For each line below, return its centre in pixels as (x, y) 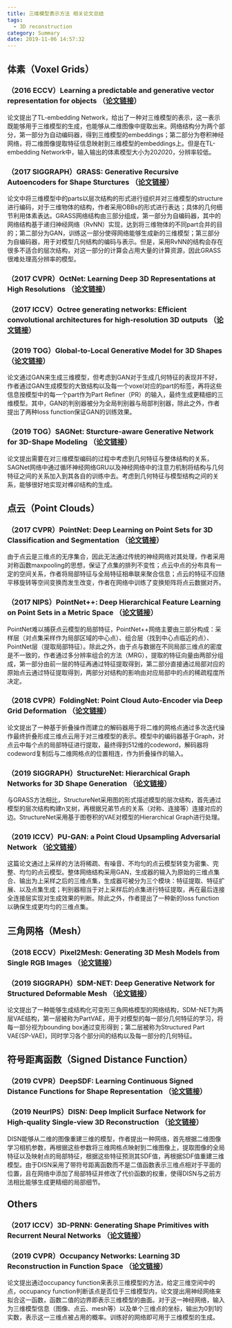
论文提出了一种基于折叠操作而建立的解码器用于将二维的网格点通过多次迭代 (113, 727)
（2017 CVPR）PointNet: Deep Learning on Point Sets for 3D (110, 529)
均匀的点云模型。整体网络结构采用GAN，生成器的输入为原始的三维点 (116, 872)
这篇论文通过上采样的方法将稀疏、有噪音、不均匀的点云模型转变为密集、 (110, 864)
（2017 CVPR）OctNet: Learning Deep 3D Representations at (112, 279)
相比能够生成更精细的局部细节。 (58, 1182)
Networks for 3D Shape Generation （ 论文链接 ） (89, 783)
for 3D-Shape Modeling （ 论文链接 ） (69, 442)
